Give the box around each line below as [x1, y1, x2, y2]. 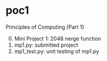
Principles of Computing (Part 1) [5, 23, 84, 30]
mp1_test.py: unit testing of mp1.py [14, 47, 99, 54]
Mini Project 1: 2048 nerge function [14, 35, 102, 42]
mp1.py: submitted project [14, 41, 78, 48]
